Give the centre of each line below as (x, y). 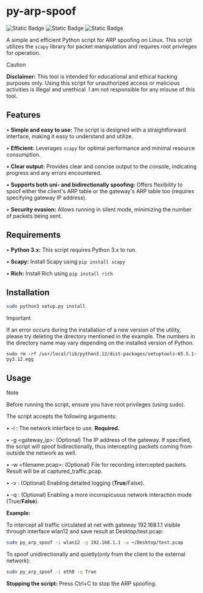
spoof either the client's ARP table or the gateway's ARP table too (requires (100, 191)
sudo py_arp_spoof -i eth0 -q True (51, 572)
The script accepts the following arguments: (62, 416)
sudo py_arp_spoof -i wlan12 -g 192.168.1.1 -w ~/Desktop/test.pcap (95, 543)
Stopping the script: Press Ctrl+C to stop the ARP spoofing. (81, 583)
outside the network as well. (42, 453)
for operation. (23, 52)
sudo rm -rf (21, 354)
